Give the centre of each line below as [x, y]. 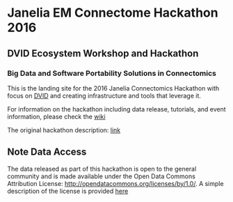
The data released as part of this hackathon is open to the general [102, 169]
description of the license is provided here [68, 191]
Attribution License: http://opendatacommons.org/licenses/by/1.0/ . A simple [115, 183]
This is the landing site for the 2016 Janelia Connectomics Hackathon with [113, 88]
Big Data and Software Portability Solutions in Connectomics [112, 73]
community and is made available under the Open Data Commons [102, 176]
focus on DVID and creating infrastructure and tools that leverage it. [104, 95]
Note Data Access [47, 152]
